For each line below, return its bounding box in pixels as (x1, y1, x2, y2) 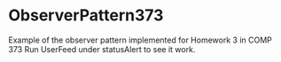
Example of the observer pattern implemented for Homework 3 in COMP (8, 35, 272, 45)
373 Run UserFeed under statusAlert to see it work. (8, 43, 196, 54)
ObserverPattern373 (8, 5, 164, 26)
